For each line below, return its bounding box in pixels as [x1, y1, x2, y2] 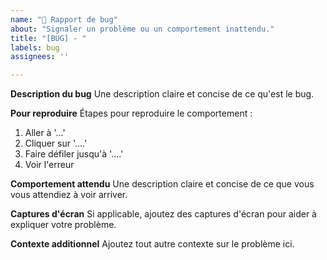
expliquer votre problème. [10, 219, 117, 231]
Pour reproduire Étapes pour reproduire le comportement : [10, 107, 253, 120]
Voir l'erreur [24, 159, 75, 171]
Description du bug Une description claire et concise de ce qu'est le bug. [10, 88, 315, 100]
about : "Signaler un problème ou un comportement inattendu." [10, 24, 275, 34]
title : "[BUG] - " [10, 33, 87, 43]
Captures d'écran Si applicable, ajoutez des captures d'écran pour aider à [10, 208, 317, 220]
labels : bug [10, 42, 60, 53]
